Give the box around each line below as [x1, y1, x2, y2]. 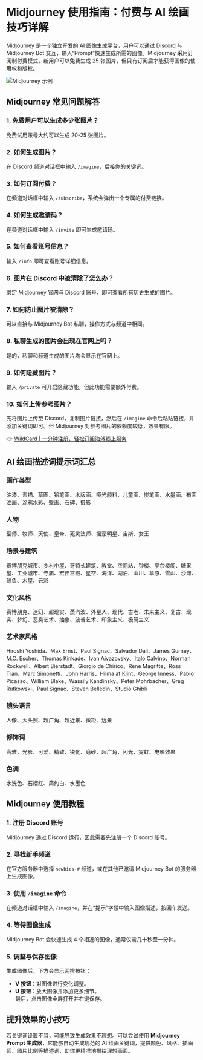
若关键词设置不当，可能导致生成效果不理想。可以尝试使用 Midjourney [6, 1032, 180, 1039]
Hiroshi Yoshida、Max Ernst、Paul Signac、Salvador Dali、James [6, 647, 170, 655]
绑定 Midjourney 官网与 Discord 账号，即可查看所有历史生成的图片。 [6, 289, 176, 296]
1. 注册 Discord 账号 [6, 819, 63, 827]
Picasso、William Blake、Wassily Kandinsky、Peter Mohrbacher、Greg [6, 678, 184, 685]
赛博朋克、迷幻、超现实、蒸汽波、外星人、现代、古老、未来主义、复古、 [6, 608, 186, 615]
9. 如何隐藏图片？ [6, 368, 57, 377]
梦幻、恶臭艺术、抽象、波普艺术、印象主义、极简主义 [16, 615, 149, 623]
